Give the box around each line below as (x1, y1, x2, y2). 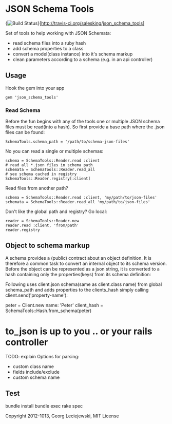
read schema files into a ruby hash (12, 40, 86, 46)
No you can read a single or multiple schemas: (5, 148, 104, 155)
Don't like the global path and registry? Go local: (5, 208, 107, 215)
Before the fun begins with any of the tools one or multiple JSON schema (5, 119, 160, 125)
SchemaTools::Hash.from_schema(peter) (5, 307, 92, 314)
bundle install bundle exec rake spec (5, 402, 83, 409)
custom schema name (12, 374, 60, 380)
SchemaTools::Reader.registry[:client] (5, 176, 91, 181)
